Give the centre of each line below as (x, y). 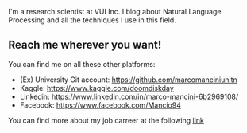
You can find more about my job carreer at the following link (106, 120)
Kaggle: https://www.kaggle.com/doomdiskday (97, 88)
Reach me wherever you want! (85, 45)
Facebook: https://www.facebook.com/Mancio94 (100, 105)
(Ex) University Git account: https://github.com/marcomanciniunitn (129, 80)
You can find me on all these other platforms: (82, 64)
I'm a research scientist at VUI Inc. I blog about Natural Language (115, 12)
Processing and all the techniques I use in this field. (92, 20)
